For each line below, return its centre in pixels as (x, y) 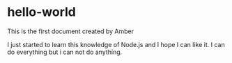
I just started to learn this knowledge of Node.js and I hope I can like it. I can (116, 44)
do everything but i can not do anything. (65, 52)
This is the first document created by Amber (71, 31)
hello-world (42, 12)
